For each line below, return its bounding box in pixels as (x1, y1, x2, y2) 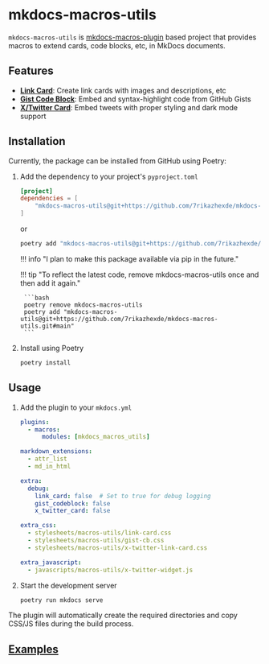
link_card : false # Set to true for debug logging (35, 492, 211, 500)
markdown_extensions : (19, 447, 92, 456)
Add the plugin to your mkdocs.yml (19, 402, 132, 412)
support (19, 111, 47, 121)
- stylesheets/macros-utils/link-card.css (27, 529, 172, 537)
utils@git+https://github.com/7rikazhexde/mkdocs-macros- (19, 315, 218, 323)
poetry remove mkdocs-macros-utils (23, 300, 143, 309)
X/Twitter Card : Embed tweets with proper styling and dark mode (19, 102, 238, 112)
